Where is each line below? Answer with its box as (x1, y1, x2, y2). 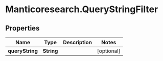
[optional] (97, 47, 121, 54)
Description (63, 39, 92, 46)
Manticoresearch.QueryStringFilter (5, 4, 158, 15)
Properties (5, 24, 40, 33)
